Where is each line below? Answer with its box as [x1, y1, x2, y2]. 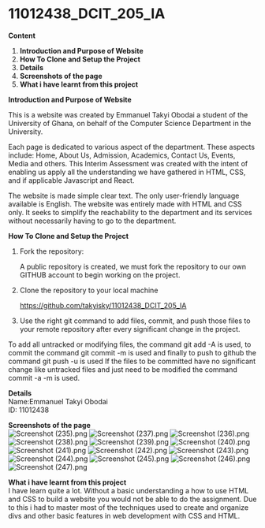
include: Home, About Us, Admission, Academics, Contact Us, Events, [8, 151, 236, 160]
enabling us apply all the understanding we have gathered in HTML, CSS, [8, 167, 246, 177]
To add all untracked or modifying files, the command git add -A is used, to [8, 340, 252, 349]
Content [8, 31, 35, 40]
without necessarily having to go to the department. [8, 216, 177, 225]
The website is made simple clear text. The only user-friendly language [8, 191, 240, 200]
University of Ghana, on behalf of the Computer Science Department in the [8, 118, 252, 128]
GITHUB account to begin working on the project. [19, 270, 181, 280]
